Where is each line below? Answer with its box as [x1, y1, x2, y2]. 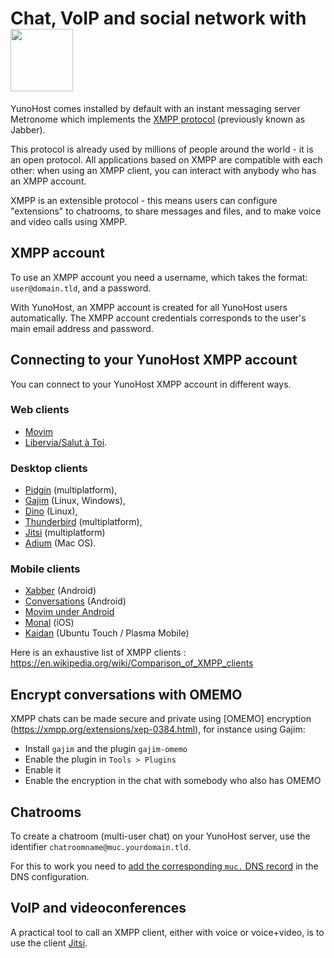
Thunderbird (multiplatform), [24, 516, 143, 528]
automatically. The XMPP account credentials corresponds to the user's [10, 312, 307, 324]
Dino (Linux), [24, 505, 78, 517]
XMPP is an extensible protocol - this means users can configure [10, 194, 278, 206]
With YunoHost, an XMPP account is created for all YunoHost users [10, 301, 288, 313]
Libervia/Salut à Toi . [24, 436, 108, 448]
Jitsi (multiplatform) [24, 527, 106, 539]
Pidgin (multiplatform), [24, 484, 118, 496]
